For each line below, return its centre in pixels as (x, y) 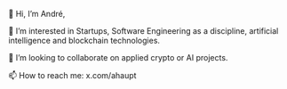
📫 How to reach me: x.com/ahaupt (72, 75)
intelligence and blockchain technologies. (84, 40)
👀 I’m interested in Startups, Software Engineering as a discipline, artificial (143, 31)
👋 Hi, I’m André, (37, 14)
